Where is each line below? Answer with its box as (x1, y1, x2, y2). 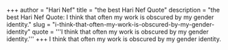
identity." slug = (6, 21, 51, 28)
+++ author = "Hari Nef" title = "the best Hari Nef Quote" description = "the (6, 6, 220, 14)
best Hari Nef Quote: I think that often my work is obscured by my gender (6, 13, 214, 21)
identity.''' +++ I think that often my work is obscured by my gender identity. (6, 35, 221, 43)
